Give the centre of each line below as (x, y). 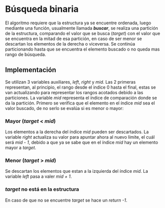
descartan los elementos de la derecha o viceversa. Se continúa (70, 44)
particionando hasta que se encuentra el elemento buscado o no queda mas (82, 49)
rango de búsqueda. (26, 54)
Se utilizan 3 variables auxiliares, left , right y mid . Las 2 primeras (70, 82)
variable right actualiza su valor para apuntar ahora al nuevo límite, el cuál (80, 137)
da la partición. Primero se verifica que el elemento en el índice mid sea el (80, 103)
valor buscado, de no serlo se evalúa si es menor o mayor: (65, 108)
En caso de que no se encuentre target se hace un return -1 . (66, 200)
